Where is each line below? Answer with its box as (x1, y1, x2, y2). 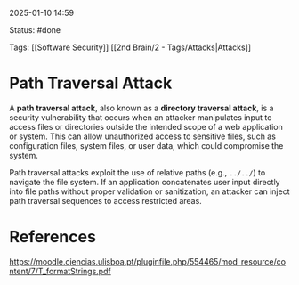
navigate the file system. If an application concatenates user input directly (9, 176, 280, 187)
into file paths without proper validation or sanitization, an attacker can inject (9, 186, 290, 197)
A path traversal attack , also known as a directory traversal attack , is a (9, 102, 274, 113)
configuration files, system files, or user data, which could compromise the (9, 140, 284, 151)
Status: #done (9, 25, 61, 35)
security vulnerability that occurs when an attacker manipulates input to (9, 111, 272, 123)
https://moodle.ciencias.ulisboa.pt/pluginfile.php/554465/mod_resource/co (9, 256, 287, 266)
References (9, 227, 96, 248)
